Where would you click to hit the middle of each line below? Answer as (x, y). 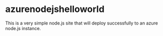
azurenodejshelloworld (55, 9)
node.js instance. (23, 28)
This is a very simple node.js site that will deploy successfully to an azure (82, 23)
